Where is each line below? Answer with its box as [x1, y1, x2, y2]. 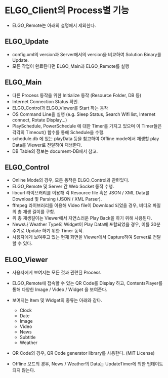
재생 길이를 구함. [23, 208, 56, 215]
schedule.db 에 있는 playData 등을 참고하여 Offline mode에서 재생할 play [12, 135, 159, 142]
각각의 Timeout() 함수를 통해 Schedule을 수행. [12, 129, 105, 135]
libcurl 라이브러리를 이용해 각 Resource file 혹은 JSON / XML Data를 [12, 190, 150, 196]
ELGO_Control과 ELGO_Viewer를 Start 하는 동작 [12, 105, 108, 111]
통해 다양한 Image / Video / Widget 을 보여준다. [12, 286, 108, 292]
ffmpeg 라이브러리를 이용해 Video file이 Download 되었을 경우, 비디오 [12, 202, 152, 208]
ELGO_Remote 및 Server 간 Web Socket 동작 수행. [12, 183, 114, 190]
